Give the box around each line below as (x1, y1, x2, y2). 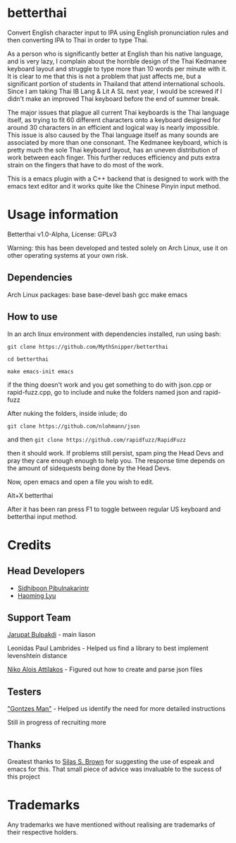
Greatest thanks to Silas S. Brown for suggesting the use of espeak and (7, 757, 215, 765)
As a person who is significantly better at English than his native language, (7, 49, 223, 58)
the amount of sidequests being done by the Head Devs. (7, 464, 171, 472)
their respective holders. (7, 827, 79, 836)
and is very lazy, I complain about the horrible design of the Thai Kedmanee (7, 56, 227, 65)
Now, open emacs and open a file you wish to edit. (7, 477, 154, 486)
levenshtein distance (7, 652, 68, 660)
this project (7, 772, 40, 781)
